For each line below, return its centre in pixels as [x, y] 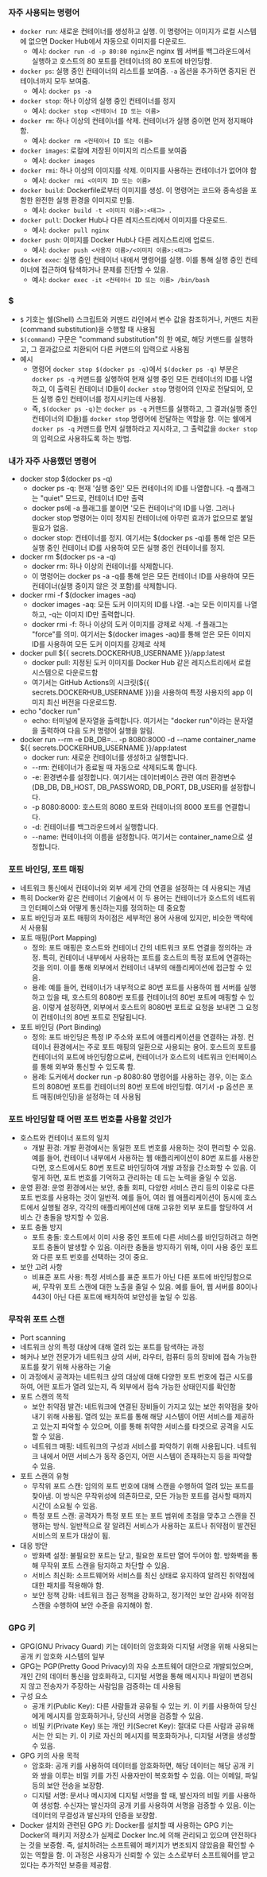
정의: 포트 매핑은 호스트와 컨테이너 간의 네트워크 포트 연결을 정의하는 [137, 948]
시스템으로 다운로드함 [65, 672]
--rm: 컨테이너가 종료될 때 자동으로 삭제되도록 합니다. [114, 767]
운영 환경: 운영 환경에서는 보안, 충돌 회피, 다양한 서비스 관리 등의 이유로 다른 [137, 1188]
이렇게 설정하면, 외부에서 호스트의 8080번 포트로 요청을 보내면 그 [143, 1008]
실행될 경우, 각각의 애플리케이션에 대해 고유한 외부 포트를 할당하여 [143, 1207]
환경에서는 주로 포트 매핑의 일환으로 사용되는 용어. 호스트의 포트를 [155, 1047]
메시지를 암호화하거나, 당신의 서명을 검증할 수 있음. [125, 1716]
